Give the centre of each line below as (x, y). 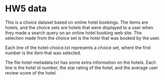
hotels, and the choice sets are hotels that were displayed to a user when (79, 27)
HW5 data (26, 9)
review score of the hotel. (31, 73)
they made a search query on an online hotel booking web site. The (73, 33)
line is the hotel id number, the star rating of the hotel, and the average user (82, 68)
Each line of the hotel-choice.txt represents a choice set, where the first (78, 47)
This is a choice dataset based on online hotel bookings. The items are (77, 22)
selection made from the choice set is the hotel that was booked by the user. (83, 38)
